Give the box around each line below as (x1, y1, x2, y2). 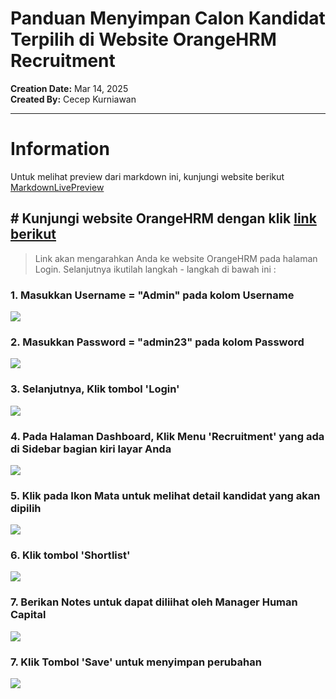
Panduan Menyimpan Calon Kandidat (10, 7, 326, 30)
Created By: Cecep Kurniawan (10, 93, 137, 105)
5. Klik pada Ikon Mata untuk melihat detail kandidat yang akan (10, 488, 321, 502)
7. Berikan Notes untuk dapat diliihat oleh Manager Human (10, 595, 298, 609)
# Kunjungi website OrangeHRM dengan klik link (10, 210, 317, 227)
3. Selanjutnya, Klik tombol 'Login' (10, 382, 180, 396)
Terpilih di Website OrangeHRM (10, 28, 277, 51)
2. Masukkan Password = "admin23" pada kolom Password (10, 335, 305, 349)
